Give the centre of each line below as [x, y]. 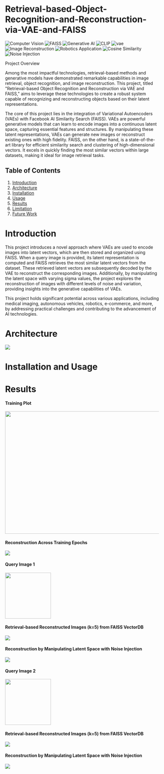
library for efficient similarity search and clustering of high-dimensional [83, 145]
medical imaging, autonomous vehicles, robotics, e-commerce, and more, [79, 303]
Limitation [22, 208]
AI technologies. [21, 314]
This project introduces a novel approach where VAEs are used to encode [79, 247]
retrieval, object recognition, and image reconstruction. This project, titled [79, 83]
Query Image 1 [20, 564]
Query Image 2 [20, 671]
